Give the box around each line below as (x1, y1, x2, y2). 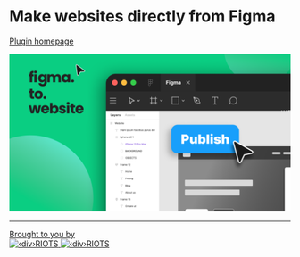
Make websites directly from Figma (9, 6, 276, 27)
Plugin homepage (9, 36, 74, 46)
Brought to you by (9, 229, 76, 240)
